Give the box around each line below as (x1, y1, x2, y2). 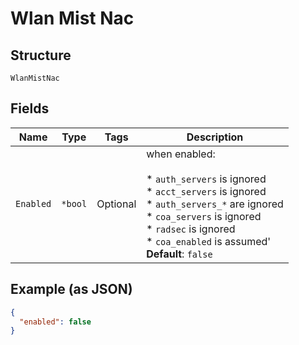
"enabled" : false (19, 317, 92, 327)
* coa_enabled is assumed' (146, 234, 272, 248)
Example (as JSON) (10, 281, 133, 298)
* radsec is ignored (146, 222, 236, 236)
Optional (96, 197, 137, 211)
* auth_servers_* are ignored (146, 197, 284, 211)
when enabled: (146, 147, 216, 161)
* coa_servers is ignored (146, 209, 262, 223)
